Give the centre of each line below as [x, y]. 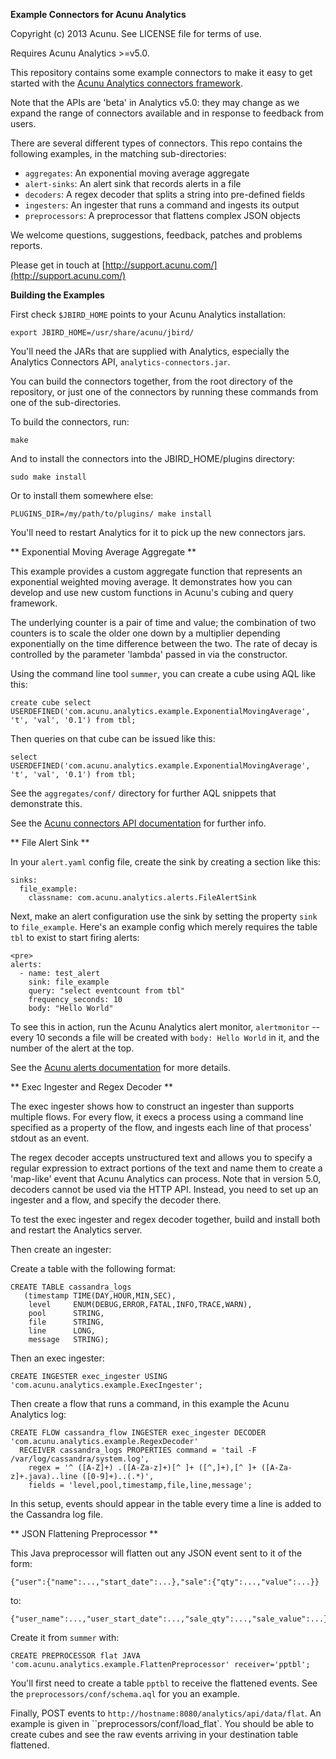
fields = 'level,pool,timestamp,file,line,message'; [140, 1485]
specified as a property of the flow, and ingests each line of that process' [161, 1127]
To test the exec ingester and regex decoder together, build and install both [165, 1219]
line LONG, [62, 1331]
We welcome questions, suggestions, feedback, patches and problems [156, 235]
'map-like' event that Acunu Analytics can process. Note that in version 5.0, [166, 1178]
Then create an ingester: [61, 1249]
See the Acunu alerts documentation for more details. [120, 1067]
